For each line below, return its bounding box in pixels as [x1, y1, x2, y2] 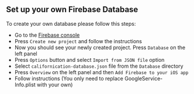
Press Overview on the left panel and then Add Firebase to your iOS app [14, 68, 189, 75]
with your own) [37, 81, 73, 88]
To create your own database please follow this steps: [6, 20, 136, 27]
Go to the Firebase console [14, 32, 80, 39]
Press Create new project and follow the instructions [14, 37, 142, 44]
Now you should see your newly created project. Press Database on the [14, 44, 186, 51]
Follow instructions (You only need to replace [14, 75, 124, 82]
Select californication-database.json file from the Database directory [14, 62, 183, 69]
